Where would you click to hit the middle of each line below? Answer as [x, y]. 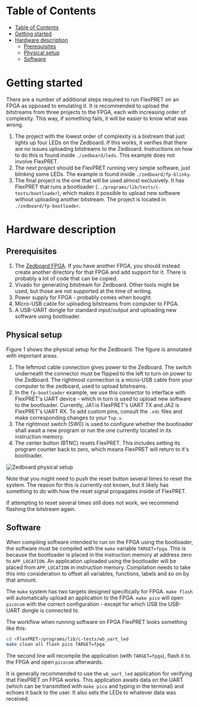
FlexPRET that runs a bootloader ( [56, 187]
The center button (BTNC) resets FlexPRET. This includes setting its [97, 443]
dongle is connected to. [50, 610]
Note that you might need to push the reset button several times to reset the [99, 478]
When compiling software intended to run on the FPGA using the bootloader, [99, 542]
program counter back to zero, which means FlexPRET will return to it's [102, 449]
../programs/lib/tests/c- [129, 187]
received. [18, 699]
